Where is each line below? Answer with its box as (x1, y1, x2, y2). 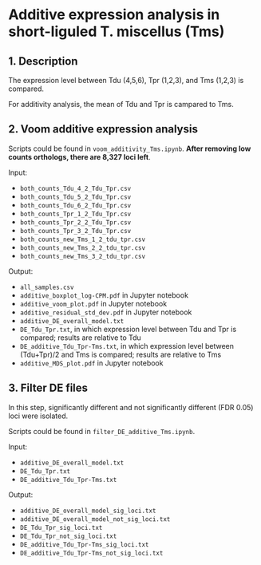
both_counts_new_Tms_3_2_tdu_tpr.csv (19, 252, 146, 260)
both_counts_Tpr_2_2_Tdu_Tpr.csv (19, 218, 132, 227)
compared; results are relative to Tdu (19, 333, 141, 342)
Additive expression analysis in (8, 6, 220, 24)
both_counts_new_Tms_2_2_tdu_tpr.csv (19, 243, 146, 252)
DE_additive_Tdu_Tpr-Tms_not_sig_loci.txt (19, 549, 164, 557)
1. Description (8, 54, 78, 68)
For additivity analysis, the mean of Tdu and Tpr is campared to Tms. (8, 100, 234, 109)
